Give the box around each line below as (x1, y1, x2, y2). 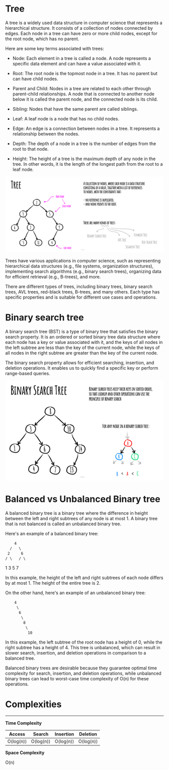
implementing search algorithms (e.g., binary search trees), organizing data (5, 268, 162, 274)
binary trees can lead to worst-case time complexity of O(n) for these (5, 675, 149, 681)
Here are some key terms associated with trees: (5, 45, 105, 51)
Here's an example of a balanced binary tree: (5, 530, 99, 536)
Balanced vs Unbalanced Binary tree (5, 493, 160, 505)
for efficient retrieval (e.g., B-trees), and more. (5, 273, 101, 279)
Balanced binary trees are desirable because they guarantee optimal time (5, 665, 157, 671)
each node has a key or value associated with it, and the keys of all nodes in (5, 339, 163, 345)
